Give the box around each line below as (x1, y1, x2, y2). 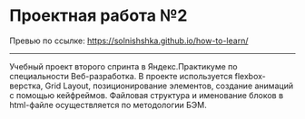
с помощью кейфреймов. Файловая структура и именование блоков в (9, 89, 284, 100)
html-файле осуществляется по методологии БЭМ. (9, 99, 207, 110)
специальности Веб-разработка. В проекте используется (9, 70, 233, 81)
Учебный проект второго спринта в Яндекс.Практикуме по (9, 60, 238, 72)
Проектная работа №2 (9, 5, 188, 26)
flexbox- (234, 70, 266, 81)
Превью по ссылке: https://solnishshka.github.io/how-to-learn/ (9, 35, 249, 46)
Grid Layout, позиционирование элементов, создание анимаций (44, 80, 293, 91)
